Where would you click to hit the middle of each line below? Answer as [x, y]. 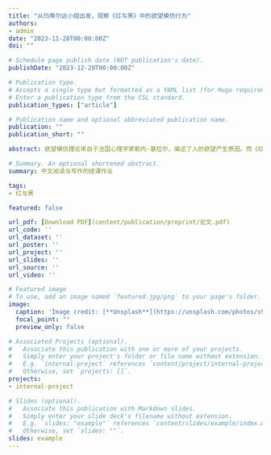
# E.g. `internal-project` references [77, 364]
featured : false [35, 208]
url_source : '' [34, 267]
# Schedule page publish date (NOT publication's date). [106, 61]
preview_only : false [50, 327]
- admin [21, 31]
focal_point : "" [43, 319]
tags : [17, 186]
